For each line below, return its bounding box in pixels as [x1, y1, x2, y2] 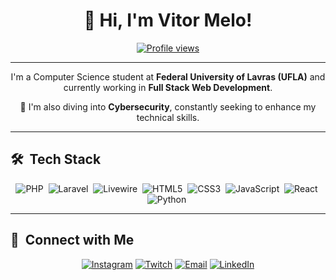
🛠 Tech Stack [10, 151, 102, 168]
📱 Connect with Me [10, 232, 135, 249]
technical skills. [136, 111, 200, 123]
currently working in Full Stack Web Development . [63, 81, 273, 93]
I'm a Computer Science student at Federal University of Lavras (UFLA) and [10, 70, 326, 83]
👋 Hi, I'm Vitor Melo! [83, 9, 253, 32]
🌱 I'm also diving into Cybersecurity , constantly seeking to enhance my [19, 100, 317, 113]
